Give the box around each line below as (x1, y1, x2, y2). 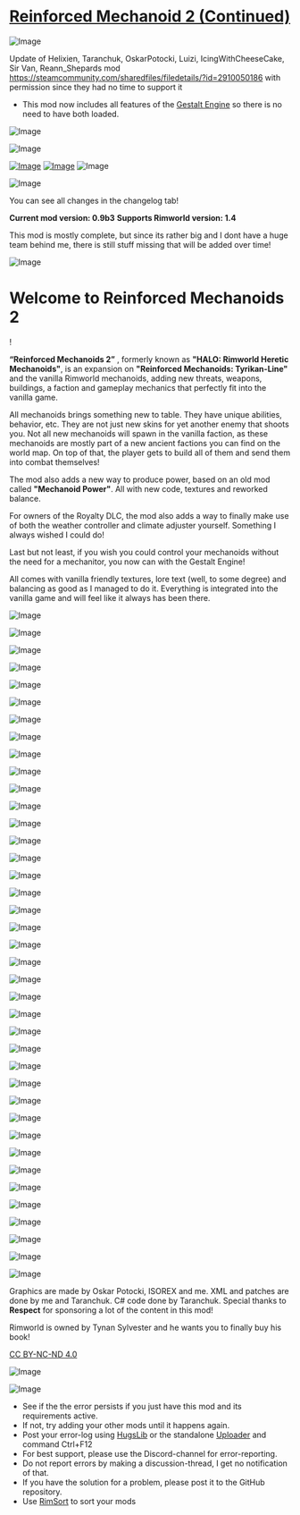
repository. (21, 1486, 62, 1497)
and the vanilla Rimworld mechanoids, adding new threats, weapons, (9, 373, 262, 384)
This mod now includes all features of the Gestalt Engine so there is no (21, 98, 283, 109)
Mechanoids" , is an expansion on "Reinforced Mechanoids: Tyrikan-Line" (9, 363, 288, 374)
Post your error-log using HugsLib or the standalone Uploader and (21, 1429, 267, 1440)
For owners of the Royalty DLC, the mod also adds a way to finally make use (9, 510, 289, 521)
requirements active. (21, 1410, 98, 1421)
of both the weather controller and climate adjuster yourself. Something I (9, 520, 277, 530)
